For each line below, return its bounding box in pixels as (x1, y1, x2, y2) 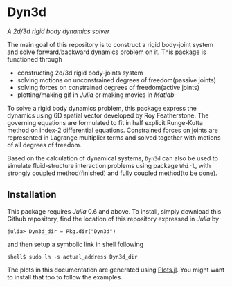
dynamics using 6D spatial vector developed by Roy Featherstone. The (7, 111, 209, 120)
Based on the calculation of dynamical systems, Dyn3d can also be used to (7, 154, 218, 163)
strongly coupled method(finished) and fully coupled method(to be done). (7, 169, 218, 177)
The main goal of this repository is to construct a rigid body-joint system (7, 40, 213, 48)
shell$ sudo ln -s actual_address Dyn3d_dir (7, 253, 138, 260)
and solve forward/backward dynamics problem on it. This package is (7, 48, 206, 56)
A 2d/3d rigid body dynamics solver (7, 27, 110, 35)
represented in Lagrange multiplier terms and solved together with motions (7, 133, 221, 142)
